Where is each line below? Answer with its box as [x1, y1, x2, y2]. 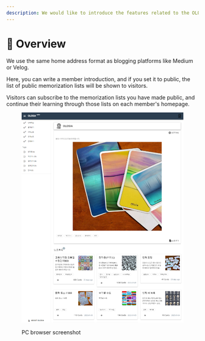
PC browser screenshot [21, 329, 81, 336]
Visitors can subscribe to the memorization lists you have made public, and [6, 93, 195, 101]
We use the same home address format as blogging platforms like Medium [6, 57, 193, 64]
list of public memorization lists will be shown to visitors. [6, 82, 148, 89]
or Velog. [6, 63, 29, 71]
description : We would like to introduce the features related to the [6, 10, 190, 16]
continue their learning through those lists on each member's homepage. [6, 100, 190, 107]
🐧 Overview [6, 37, 66, 51]
